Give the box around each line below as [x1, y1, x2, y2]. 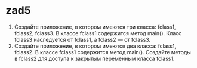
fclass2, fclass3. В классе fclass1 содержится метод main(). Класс [14, 29, 182, 36]
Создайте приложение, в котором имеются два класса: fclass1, [14, 42, 177, 50]
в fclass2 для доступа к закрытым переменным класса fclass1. [14, 55, 175, 62]
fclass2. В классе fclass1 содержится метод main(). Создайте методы [14, 48, 192, 55]
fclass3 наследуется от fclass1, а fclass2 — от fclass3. [14, 36, 150, 43]
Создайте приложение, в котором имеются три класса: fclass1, [14, 23, 176, 30]
